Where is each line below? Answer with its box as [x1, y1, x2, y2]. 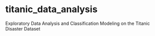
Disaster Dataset [5, 25, 41, 31]
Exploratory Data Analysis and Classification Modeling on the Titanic [5, 20, 150, 26]
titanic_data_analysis [5, 4, 98, 15]
